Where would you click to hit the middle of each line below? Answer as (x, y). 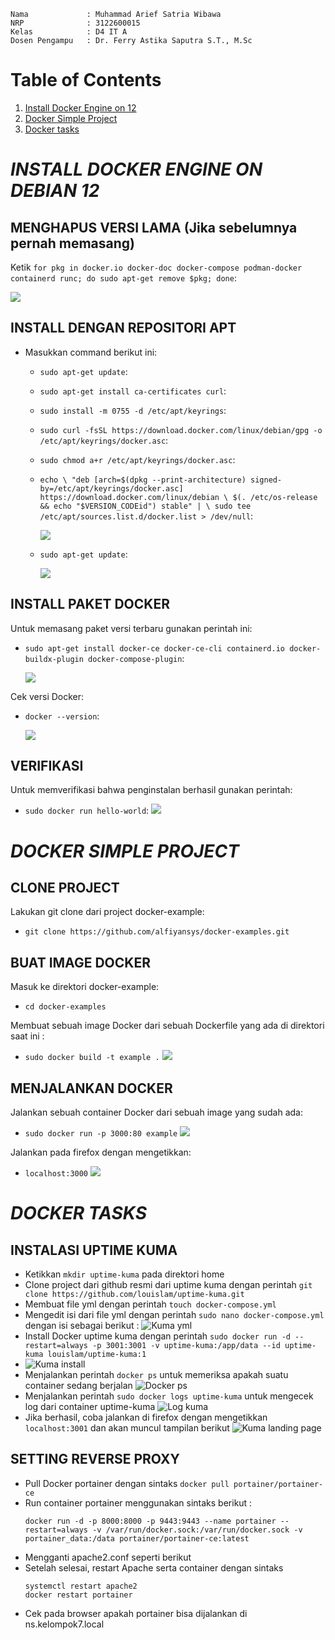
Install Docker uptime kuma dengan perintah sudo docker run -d (157, 1336)
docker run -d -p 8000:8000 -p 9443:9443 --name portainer (150, 1521)
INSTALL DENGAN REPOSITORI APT (123, 328)
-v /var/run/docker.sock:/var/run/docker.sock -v (197, 1530)
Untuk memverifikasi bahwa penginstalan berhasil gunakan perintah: (151, 790)
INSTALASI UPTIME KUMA (94, 1250)
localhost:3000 (56, 1174)
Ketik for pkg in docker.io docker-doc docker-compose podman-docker (156, 267)
